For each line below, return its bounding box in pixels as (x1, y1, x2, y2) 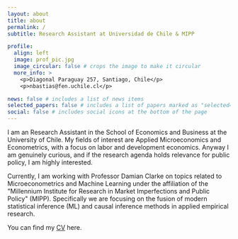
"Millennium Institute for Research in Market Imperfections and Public (7, 187, 210, 195)
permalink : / (7, 23, 46, 30)
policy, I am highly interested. (7, 158, 93, 167)
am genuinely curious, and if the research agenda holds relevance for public (7, 150, 230, 159)
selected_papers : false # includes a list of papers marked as (7, 102, 198, 109)
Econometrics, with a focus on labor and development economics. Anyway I (7, 143, 229, 151)
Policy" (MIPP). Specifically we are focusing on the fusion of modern (7, 194, 208, 203)
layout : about (7, 10, 50, 18)
